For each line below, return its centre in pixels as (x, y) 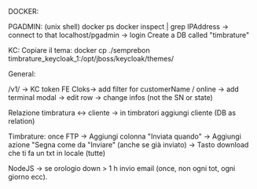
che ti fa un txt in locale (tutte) (57, 153)
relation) (22, 121)
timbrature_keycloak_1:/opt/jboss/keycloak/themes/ (91, 59)
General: (22, 74)
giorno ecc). (28, 177)
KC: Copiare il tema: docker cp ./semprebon (79, 50)
